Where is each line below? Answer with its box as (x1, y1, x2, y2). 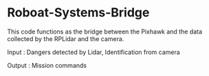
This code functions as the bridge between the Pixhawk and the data (7, 27, 203, 36)
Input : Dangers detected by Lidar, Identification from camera (7, 48, 180, 56)
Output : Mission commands (7, 61, 87, 69)
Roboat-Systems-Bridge (7, 5, 150, 21)
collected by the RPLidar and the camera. (7, 34, 124, 42)
